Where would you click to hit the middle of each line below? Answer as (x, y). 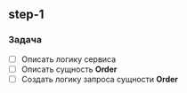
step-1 (26, 15)
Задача (25, 40)
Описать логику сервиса (69, 59)
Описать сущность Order (69, 69)
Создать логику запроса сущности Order (100, 79)
